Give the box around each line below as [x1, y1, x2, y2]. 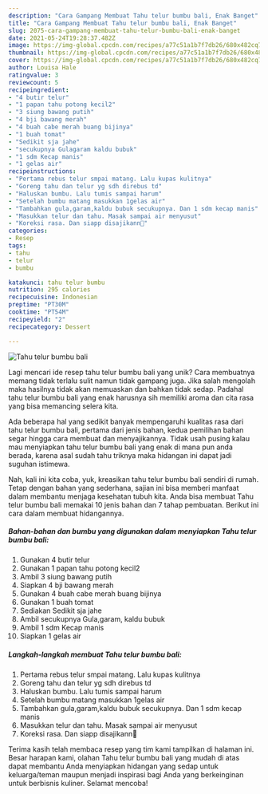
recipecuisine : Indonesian [8, 293, 98, 302]
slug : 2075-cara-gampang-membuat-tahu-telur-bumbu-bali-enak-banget [8, 26, 241, 34]
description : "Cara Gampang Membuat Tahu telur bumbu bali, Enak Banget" [8, 11, 259, 20]
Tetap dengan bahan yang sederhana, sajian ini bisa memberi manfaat [8, 483, 239, 492]
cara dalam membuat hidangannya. [8, 508, 124, 518]
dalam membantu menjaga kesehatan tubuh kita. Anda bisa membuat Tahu [8, 492, 254, 501]
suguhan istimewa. [8, 459, 70, 468]
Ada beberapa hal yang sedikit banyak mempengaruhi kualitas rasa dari [8, 417, 244, 426]
